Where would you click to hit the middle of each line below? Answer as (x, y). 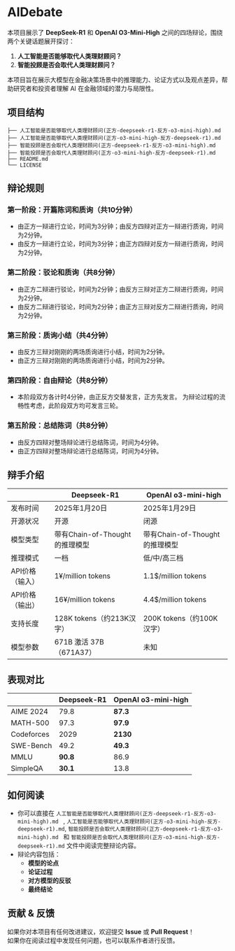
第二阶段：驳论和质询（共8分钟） (64, 272)
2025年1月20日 (81, 508)
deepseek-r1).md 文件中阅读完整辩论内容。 (79, 846)
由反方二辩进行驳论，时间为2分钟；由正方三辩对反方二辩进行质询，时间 (120, 307)
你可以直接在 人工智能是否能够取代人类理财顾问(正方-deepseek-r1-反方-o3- (117, 813)
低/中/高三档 (163, 558)
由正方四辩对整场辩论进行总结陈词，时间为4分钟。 (90, 451)
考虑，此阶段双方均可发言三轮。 (76, 406)
